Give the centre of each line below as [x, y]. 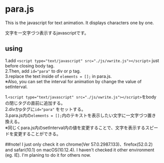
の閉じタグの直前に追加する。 [35, 103]
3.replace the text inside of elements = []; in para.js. [59, 76]
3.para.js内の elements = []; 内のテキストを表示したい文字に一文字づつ [76, 115]
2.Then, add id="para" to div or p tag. [43, 71]
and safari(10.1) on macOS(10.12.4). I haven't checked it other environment [80, 150]
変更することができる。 [37, 133]
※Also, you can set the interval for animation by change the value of [73, 81]
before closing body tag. [30, 65]
